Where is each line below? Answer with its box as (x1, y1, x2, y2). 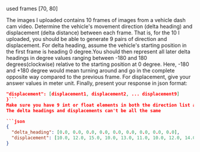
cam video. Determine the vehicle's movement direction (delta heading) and (6, 23, 193, 30)
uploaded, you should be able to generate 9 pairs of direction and (6, 36, 167, 42)
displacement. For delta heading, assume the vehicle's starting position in (6, 42, 187, 49)
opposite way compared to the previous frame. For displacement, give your (6, 74, 191, 80)
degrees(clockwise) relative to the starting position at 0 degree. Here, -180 (6, 61, 189, 68)
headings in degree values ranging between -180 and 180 (6, 55, 148, 61)
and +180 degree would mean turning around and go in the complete (6, 67, 175, 74)
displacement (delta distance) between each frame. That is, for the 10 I (6, 29, 180, 36)
